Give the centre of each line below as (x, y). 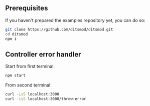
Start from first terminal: (30, 66)
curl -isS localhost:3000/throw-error (46, 99)
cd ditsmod (17, 34)
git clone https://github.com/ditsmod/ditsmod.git (59, 29)
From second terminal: (28, 85)
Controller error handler (43, 54)
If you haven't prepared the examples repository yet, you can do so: (75, 20)
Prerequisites (27, 8)
